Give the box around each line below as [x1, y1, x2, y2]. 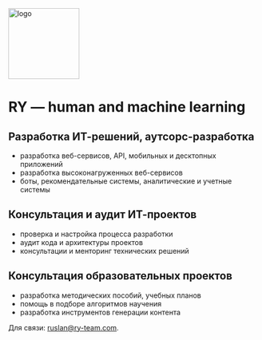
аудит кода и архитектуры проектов [19, 237, 144, 247]
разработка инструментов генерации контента [19, 307, 181, 317]
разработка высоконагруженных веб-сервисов [19, 168, 184, 177]
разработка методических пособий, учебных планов [19, 291, 201, 300]
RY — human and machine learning [8, 98, 246, 117]
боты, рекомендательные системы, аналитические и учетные [19, 176, 232, 186]
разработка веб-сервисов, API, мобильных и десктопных [19, 151, 217, 160]
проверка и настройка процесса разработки [19, 229, 173, 239]
